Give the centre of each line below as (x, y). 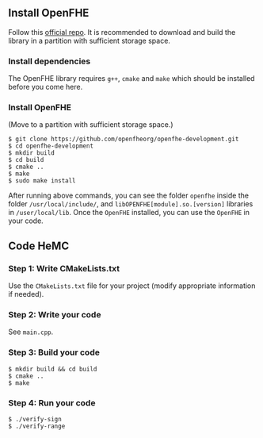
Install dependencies (50, 61)
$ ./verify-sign (35, 419)
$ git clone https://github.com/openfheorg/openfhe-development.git (124, 139)
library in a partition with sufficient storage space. (89, 40)
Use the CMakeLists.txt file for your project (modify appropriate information (132, 286)
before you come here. (46, 87)
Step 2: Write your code (55, 315)
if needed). (26, 294)
